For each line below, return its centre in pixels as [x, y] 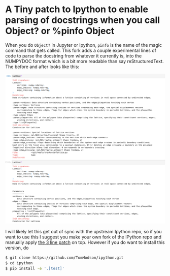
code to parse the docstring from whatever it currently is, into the [74, 56]
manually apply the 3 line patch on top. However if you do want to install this [85, 242]
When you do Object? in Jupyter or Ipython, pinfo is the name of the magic [84, 45]
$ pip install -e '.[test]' [35, 268]
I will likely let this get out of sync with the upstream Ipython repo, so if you [83, 231]
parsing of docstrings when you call [83, 20]
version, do [17, 248]
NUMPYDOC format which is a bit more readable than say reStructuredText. [84, 61]
